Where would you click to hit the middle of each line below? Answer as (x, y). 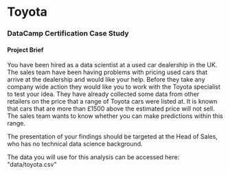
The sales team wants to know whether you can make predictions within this (115, 116)
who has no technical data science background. (75, 144)
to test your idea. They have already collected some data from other (103, 94)
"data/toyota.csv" (32, 165)
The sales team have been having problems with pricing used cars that (107, 72)
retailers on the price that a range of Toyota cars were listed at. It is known (112, 102)
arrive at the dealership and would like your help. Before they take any (106, 80)
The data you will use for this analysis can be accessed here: (93, 157)
